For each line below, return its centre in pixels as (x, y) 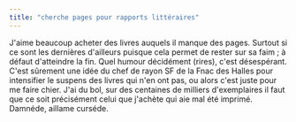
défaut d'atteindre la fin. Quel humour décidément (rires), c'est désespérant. (148, 61)
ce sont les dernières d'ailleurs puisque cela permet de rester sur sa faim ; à (148, 52)
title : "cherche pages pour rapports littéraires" (104, 17)
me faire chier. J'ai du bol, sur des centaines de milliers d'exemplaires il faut (147, 89)
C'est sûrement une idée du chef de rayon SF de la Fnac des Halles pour (141, 71)
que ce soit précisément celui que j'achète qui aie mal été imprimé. (131, 99)
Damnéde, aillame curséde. (59, 108)
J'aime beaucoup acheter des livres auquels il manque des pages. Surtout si (148, 42)
